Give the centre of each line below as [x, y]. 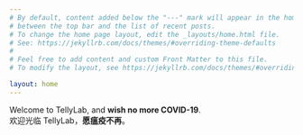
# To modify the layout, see [64, 68]
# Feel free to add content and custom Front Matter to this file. [139, 59]
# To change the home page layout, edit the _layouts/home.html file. [145, 34]
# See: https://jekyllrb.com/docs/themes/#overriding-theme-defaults [143, 43]
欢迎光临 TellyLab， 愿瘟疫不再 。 [70, 120]
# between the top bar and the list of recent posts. [113, 26]
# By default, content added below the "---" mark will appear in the [145, 18]
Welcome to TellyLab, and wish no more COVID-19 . [105, 110]
